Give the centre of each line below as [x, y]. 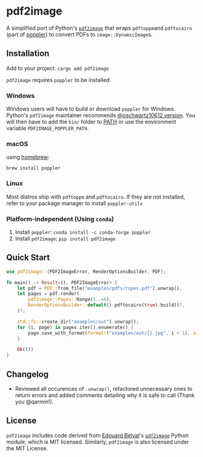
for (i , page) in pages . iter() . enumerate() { [76, 327]
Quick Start [28, 258]
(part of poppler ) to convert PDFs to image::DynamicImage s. [79, 34]
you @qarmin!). [34, 401]
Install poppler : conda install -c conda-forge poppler [83, 232]
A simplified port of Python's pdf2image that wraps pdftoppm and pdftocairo [99, 28]
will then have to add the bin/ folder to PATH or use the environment [91, 122]
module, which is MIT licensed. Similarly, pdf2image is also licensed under [98, 442]
